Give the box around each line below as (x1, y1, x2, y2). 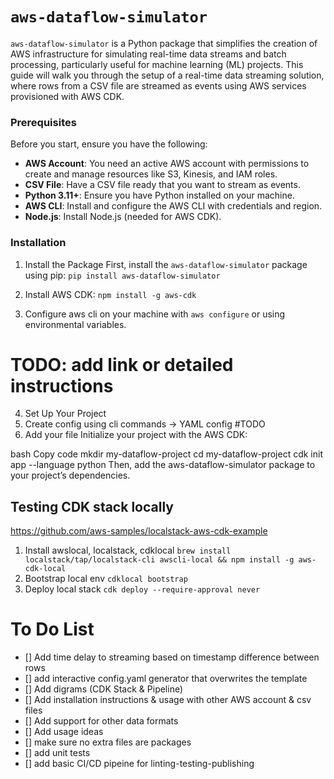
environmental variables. (24, 318, 127, 330)
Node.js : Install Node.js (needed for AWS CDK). (24, 211, 222, 223)
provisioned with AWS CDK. (10, 90, 125, 102)
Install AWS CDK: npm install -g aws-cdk (24, 288, 197, 300)
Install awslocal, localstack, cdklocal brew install (24, 544, 232, 557)
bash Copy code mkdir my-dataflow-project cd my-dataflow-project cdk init (10, 448, 323, 460)
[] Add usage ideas (24, 726, 104, 738)
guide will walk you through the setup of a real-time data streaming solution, (10, 69, 325, 81)
